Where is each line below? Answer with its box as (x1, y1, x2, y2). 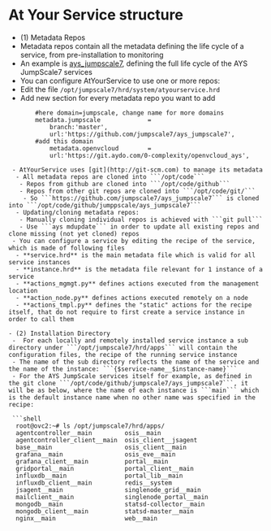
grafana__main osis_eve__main (15, 450, 176, 459)
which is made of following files (8, 244, 126, 252)
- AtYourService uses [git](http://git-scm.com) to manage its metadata (11, 165, 264, 174)
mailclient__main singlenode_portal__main (15, 493, 209, 501)
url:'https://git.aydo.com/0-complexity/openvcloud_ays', (49, 151, 250, 159)
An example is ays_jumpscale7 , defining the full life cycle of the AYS (19, 59, 248, 68)
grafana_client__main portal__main (15, 457, 169, 465)
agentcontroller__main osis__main (15, 429, 161, 437)
